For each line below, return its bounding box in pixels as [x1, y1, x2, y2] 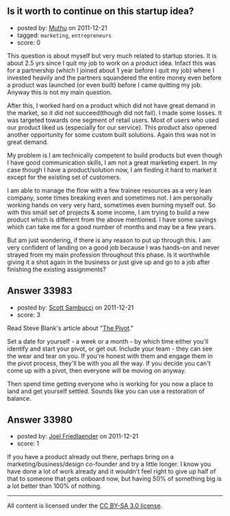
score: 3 [16, 310, 41, 318]
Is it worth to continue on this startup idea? [7, 5, 194, 17]
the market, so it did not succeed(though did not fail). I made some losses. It [7, 108, 222, 117]
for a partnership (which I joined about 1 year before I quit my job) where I [7, 66, 214, 74]
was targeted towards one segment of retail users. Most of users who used [7, 116, 219, 124]
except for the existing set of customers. [7, 173, 121, 181]
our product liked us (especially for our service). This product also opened [7, 123, 217, 131]
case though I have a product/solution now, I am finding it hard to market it [7, 165, 217, 174]
